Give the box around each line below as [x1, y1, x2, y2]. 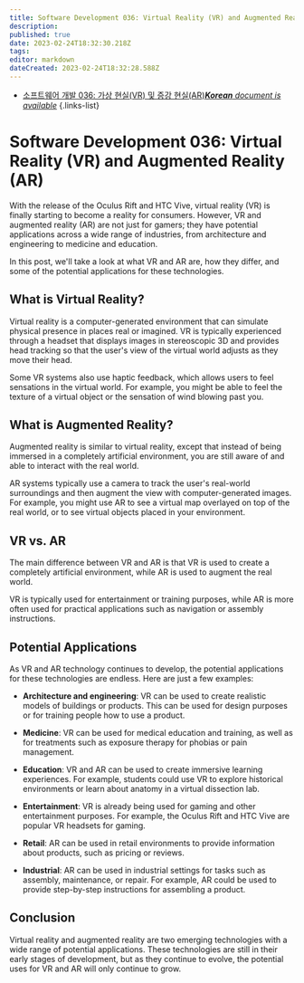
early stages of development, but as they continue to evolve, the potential [9, 953, 284, 964]
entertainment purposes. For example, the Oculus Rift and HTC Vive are [22, 811, 290, 822]
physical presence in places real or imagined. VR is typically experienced [9, 325, 282, 336]
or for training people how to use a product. [22, 710, 185, 721]
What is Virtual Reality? [9, 291, 145, 308]
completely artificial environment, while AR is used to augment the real [9, 567, 273, 577]
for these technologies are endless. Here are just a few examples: [9, 673, 254, 684]
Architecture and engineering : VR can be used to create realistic [22, 691, 267, 701]
